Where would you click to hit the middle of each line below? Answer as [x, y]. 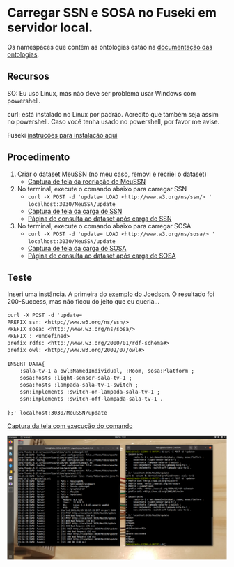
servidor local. [50, 28]
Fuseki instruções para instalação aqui [62, 135]
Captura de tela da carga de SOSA [77, 248]
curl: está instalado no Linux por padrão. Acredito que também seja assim [113, 114]
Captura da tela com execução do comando [70, 426]
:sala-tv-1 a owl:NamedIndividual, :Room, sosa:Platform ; [107, 371]
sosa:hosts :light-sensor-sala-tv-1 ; [76, 378]
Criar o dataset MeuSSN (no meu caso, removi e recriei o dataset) [112, 174]
